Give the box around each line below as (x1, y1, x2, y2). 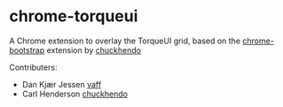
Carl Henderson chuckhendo (21, 88, 129, 99)
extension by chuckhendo (46, 44, 142, 55)
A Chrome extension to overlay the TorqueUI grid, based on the (9, 35, 241, 46)
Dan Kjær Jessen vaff (21, 79, 102, 89)
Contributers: (9, 62, 58, 73)
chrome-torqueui (9, 6, 138, 27)
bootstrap (9, 44, 45, 55)
